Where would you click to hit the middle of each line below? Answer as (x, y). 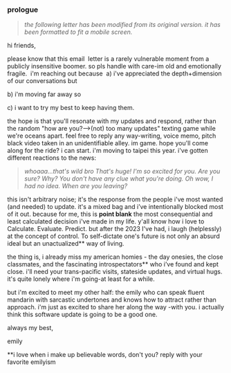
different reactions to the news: (52, 158)
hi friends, (22, 46)
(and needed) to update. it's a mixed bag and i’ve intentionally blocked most (115, 207)
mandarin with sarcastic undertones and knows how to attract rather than (112, 300)
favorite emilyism (32, 362)
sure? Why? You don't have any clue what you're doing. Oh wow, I (118, 179)
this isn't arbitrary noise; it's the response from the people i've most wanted (115, 199)
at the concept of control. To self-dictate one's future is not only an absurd (113, 236)
